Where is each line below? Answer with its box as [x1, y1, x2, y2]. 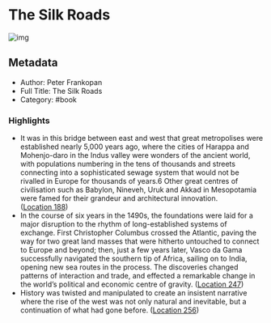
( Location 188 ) [19, 202, 69, 212]
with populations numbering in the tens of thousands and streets [19, 159, 236, 169]
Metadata [8, 56, 58, 70]
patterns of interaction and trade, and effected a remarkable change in [19, 271, 256, 281]
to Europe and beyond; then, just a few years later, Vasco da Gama [19, 245, 243, 255]
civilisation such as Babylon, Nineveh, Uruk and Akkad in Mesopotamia [19, 185, 257, 195]
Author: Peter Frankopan [19, 77, 103, 87]
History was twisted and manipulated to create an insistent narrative [19, 288, 248, 298]
